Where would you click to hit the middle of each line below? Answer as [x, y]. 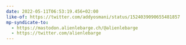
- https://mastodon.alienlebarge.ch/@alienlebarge [75, 28]
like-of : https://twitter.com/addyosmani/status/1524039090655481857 [93, 17]
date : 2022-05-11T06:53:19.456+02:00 [52, 11]
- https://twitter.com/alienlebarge [56, 33]
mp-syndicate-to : [27, 22]
